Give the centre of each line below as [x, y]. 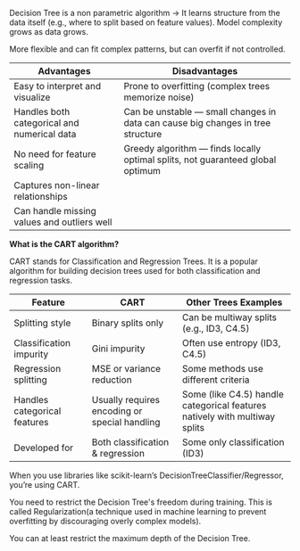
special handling [126, 422]
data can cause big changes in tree [197, 123]
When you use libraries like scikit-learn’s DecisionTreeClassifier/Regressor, [146, 475]
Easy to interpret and [57, 86]
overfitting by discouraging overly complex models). [105, 521]
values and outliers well [63, 222]
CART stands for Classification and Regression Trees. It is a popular [134, 261]
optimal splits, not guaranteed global [200, 160]
